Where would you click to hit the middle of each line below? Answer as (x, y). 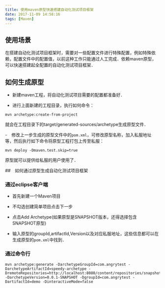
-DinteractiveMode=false (68, 282)
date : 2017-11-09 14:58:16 (33, 14)
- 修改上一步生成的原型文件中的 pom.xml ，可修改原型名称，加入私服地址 (78, 135)
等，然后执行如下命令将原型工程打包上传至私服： (55, 141)
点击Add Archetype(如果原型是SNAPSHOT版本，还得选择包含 (75, 217)
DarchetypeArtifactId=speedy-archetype (46, 269)
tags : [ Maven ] (20, 19)
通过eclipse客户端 (27, 184)
